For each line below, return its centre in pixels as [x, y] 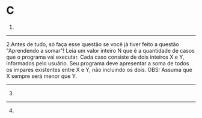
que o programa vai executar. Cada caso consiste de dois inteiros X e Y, [95, 57]
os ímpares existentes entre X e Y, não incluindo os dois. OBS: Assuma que [99, 69]
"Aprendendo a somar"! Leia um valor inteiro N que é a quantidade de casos [101, 50]
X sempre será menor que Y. [41, 76]
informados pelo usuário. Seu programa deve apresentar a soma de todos [98, 63]
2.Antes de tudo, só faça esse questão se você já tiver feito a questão [93, 44]
